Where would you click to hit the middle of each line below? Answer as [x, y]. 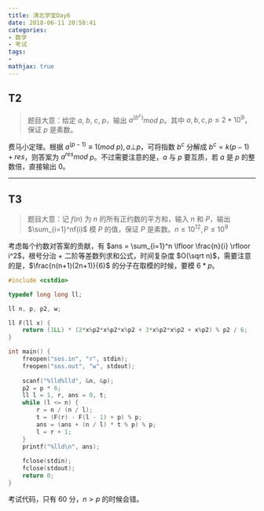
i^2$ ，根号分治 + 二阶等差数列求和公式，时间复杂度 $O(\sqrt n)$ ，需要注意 [130, 255]
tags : [17, 52]
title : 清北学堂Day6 [39, 15]
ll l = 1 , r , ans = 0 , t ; [65, 396]
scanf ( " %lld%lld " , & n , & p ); [68, 381]
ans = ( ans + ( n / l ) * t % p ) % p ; [96, 425]
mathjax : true [31, 67]
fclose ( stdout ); [49, 469]
